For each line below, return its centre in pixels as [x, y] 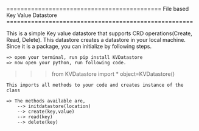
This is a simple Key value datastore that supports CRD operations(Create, [100, 33]
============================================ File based [98, 9]
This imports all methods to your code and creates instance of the [95, 85]
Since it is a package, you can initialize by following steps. [79, 46]
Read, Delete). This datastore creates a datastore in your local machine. [96, 40]
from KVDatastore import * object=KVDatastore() [113, 74]
